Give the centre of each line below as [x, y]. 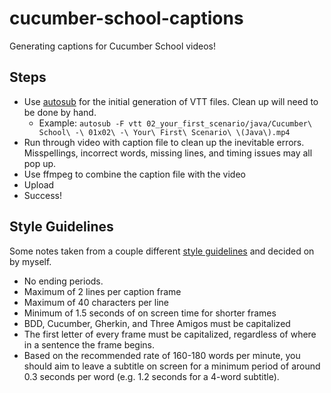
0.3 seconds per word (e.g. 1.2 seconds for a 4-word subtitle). [151, 376]
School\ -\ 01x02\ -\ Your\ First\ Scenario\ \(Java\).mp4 [164, 132]
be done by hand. [60, 112]
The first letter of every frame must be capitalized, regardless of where [170, 334]
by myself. [30, 261]
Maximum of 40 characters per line [96, 302]
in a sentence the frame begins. [89, 344]
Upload [39, 184]
